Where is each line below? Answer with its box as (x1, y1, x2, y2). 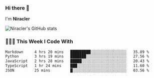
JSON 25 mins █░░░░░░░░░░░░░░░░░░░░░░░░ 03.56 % (5, 68, 149, 73)
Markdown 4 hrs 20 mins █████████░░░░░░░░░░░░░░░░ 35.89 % (5, 49, 149, 54)
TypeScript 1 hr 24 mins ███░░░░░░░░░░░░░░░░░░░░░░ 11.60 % (5, 63, 149, 68)
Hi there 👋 (5, 4, 30, 11)
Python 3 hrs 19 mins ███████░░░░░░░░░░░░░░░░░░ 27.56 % (5, 54, 149, 59)
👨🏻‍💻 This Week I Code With (5, 38, 73, 45)
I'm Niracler (5, 16, 30, 22)
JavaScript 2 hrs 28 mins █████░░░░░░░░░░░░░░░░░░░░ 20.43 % (5, 58, 149, 64)
